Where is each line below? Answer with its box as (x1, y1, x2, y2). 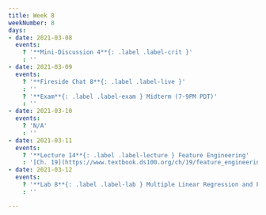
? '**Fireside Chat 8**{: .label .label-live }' (22, 77, 186, 85)
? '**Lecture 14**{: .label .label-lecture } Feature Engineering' (22, 151, 249, 159)
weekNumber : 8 (8, 19, 55, 27)
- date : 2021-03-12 (8, 166, 73, 174)
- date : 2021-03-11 (8, 136, 73, 145)
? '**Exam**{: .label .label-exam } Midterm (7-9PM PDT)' (22, 92, 218, 100)
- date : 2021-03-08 (8, 33, 73, 42)
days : (8, 26, 26, 34)
